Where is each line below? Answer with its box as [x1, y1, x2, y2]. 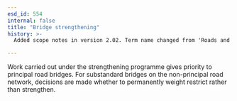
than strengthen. [7, 85, 56, 94]
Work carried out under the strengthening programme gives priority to [7, 63, 213, 71]
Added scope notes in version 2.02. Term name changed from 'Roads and [13, 37, 231, 44]
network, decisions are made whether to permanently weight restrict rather [7, 78, 227, 86]
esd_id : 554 [7, 10, 43, 18]
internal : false [7, 17, 55, 24]
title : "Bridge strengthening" [7, 23, 100, 31]
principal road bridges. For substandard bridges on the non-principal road [7, 70, 224, 79]
